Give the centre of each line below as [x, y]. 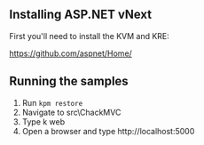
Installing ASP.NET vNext [81, 15]
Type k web [43, 121]
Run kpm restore [52, 102]
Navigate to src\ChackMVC [71, 112]
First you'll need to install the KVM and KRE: [90, 36]
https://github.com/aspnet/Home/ [71, 53]
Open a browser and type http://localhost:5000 [108, 131]
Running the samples [69, 81]
